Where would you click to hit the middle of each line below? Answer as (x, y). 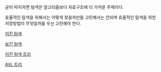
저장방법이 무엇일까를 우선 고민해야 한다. (43, 23)
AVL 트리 (14, 65)
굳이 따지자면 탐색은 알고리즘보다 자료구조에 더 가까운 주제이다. (65, 7)
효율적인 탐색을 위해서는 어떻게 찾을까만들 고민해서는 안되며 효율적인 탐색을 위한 (80, 17)
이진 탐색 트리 (18, 54)
